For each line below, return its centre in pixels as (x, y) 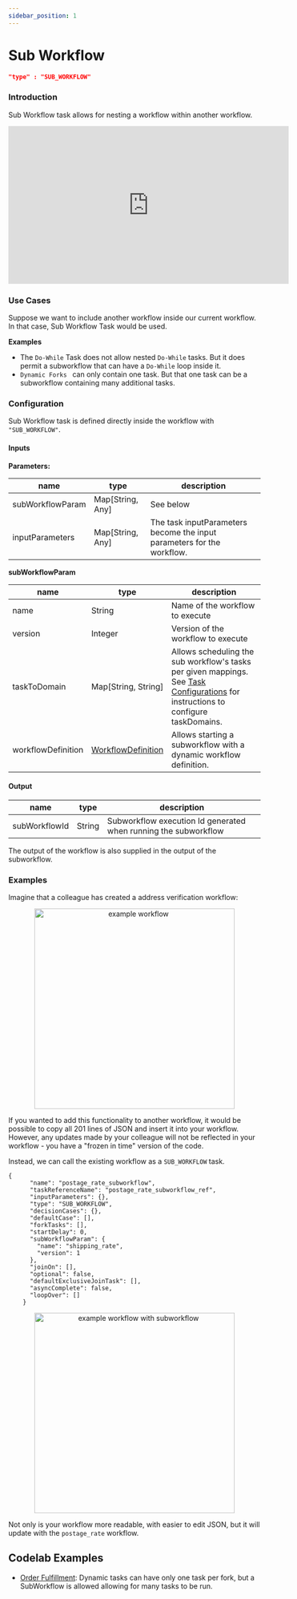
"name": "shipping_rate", (80, 1246)
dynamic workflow (206, 754)
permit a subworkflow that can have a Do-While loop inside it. (120, 366)
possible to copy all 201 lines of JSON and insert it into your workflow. (123, 1129)
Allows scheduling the (213, 652)
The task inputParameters (199, 522)
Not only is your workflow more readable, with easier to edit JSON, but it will (134, 1524)
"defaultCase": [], (62, 1218)
